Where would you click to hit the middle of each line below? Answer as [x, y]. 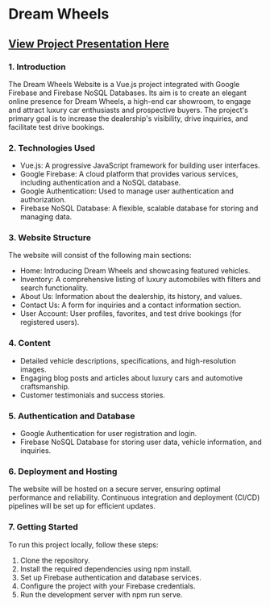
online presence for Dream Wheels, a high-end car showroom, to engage [130, 101]
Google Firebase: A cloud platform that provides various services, [129, 174]
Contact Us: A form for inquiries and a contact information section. [131, 305]
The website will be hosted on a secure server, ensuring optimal [114, 489]
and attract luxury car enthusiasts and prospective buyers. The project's [128, 110]
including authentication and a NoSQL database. [100, 183]
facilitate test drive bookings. [56, 127]
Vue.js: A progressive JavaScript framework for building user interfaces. [140, 165]
